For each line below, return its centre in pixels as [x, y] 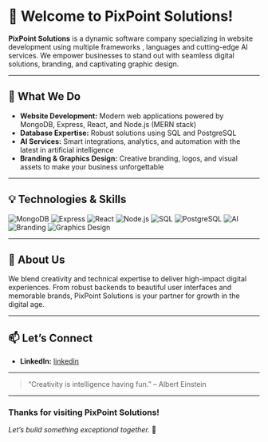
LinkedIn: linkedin [49, 361]
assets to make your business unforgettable [92, 166]
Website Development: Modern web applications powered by [122, 116]
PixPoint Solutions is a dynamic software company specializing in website [131, 38]
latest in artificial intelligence [67, 149]
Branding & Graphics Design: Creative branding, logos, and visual [128, 158]
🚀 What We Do [45, 96]
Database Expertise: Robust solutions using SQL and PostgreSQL [128, 133]
